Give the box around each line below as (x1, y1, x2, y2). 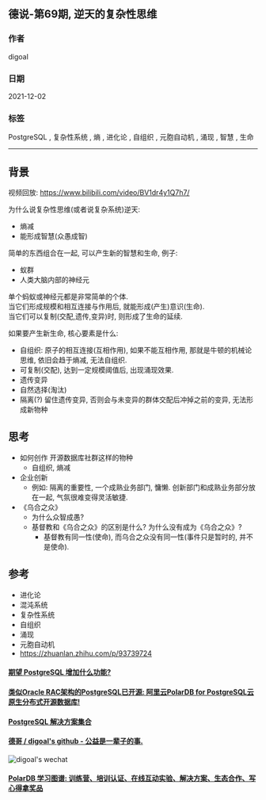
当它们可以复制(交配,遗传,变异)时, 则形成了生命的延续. (8, 312, 184, 321)
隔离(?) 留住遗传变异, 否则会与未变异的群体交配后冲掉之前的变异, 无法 (19, 395, 247, 404)
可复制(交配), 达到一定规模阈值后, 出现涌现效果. (19, 366, 174, 375)
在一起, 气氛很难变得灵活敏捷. (31, 492, 128, 502)
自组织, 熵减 (31, 462, 71, 472)
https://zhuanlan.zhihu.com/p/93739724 (19, 649, 152, 658)
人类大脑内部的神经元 (19, 275, 89, 285)
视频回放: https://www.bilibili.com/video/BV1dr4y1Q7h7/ (8, 188, 190, 197)
